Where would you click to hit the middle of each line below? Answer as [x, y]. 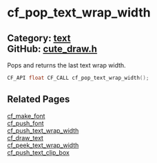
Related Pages [39, 99]
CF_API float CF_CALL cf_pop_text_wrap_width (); [78, 78]
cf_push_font [25, 123]
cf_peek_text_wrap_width [43, 145]
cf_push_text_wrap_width [43, 130]
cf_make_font [26, 116]
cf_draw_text [25, 138]
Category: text [39, 38]
